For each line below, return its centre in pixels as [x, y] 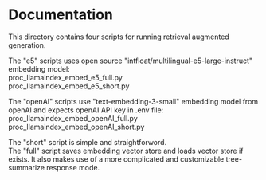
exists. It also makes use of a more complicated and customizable [116, 159]
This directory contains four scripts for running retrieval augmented [119, 37]
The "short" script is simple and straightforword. [88, 142]
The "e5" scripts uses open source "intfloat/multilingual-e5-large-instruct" [131, 61]
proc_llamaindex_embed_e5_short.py [69, 86]
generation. [27, 45]
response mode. [73, 167]
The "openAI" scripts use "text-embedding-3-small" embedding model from [133, 101]
